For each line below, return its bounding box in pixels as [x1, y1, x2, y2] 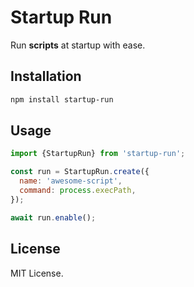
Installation [10, 68, 82, 85]
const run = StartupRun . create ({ [10, 167, 150, 177]
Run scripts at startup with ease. [10, 39, 146, 51]
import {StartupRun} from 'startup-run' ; [10, 149, 186, 159]
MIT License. [10, 267, 64, 279]
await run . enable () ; [10, 212, 97, 223]
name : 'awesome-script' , [19, 176, 123, 186]
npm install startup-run [10, 94, 114, 105]
